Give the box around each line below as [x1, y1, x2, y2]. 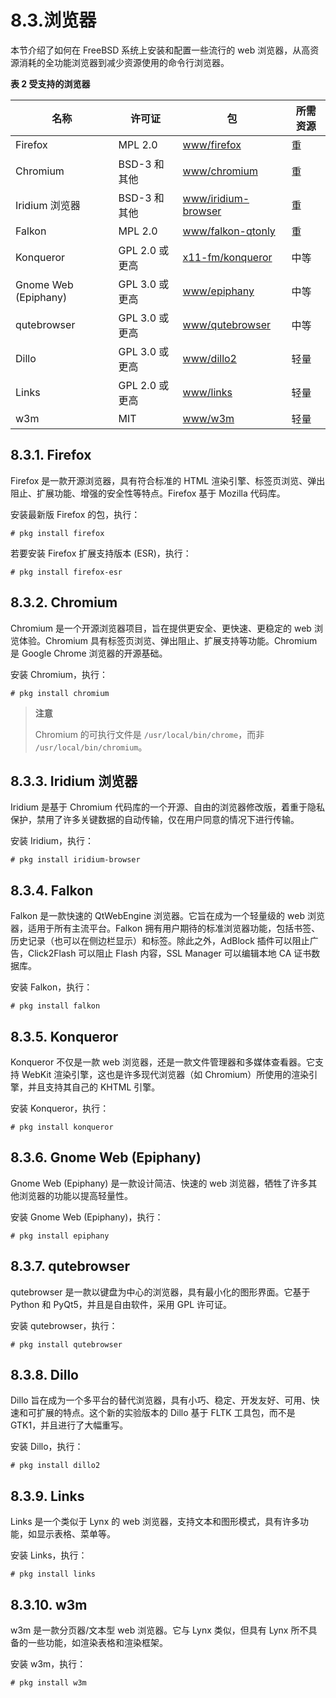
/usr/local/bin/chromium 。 [34, 741, 148, 753]
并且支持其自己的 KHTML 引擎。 [27, 1081, 161, 1093]
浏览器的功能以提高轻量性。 [18, 1189, 133, 1201]
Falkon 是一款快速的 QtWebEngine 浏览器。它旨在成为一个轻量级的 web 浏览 [10, 910, 325, 922]
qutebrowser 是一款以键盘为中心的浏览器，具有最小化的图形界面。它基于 [10, 1286, 311, 1298]
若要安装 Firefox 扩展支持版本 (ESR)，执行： [10, 547, 192, 559]
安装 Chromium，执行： [10, 668, 109, 680]
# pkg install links [10, 1569, 97, 1580]
